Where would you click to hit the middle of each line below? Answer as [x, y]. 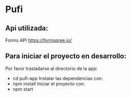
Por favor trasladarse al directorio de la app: [51, 68]
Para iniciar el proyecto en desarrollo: [66, 56]
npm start [23, 89]
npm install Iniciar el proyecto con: [49, 84]
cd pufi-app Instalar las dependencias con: [58, 78]
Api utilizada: [27, 28]
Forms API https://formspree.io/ [39, 40]
